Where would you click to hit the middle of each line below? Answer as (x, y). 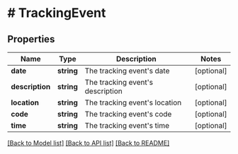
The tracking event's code (128, 114)
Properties (31, 39)
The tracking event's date (127, 71)
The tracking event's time (127, 125)
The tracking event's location (133, 102)
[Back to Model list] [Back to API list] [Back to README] (89, 143)
